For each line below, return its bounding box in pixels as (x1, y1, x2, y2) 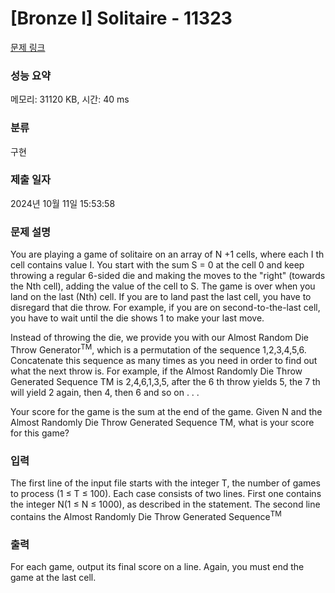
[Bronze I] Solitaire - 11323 (10, 7, 233, 30)
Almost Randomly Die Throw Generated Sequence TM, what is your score (10, 416, 315, 428)
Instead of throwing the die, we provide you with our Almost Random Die (10, 332, 309, 344)
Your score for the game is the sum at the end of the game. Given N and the (10, 405, 323, 417)
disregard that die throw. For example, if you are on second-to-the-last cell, (10, 302, 321, 314)
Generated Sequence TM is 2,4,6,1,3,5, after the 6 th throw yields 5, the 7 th (10, 375, 321, 387)
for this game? (10, 427, 70, 439)
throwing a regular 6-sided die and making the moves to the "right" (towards (10, 270, 326, 282)
